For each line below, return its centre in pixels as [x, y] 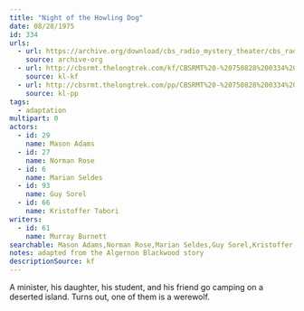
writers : [26, 219]
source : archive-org [64, 60]
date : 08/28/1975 [42, 26]
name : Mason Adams [60, 144]
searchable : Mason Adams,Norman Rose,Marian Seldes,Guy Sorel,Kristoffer [152, 245]
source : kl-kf [52, 77]
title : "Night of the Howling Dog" [76, 18]
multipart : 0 [34, 118]
